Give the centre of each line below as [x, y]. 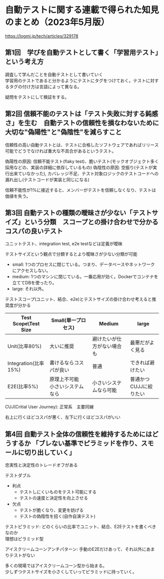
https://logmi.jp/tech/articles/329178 [42, 36]
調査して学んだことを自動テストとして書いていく [54, 74]
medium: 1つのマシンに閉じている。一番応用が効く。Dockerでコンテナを [85, 277]
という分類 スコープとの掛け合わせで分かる [91, 222]
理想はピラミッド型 [24, 539]
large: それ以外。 [29, 289]
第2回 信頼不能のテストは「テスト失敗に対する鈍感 [82, 114]
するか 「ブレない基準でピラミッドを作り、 [76, 443]
